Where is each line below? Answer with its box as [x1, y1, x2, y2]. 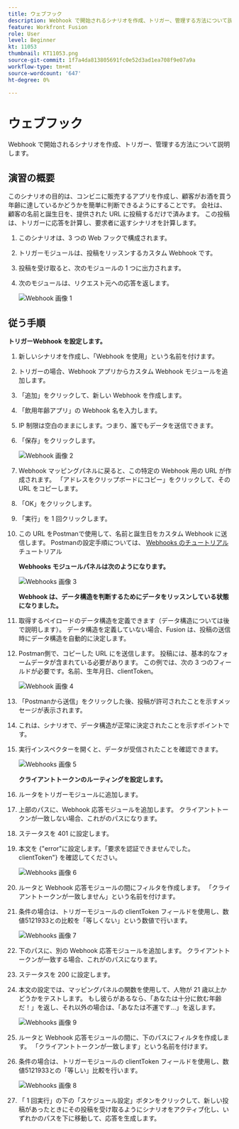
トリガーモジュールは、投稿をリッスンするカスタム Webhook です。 [18, 249, 217, 258]
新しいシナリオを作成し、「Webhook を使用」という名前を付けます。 [18, 352, 218, 360]
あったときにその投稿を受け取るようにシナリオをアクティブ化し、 [30, 1105, 223, 1113]
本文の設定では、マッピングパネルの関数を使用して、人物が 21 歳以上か [18, 985, 227, 993]
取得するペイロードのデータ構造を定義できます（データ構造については [18, 616, 224, 624]
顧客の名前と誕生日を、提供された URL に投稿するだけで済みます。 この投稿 [8, 210, 230, 219]
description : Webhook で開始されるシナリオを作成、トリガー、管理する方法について [8, 17, 228, 24]
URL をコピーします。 [18, 484, 82, 492]
